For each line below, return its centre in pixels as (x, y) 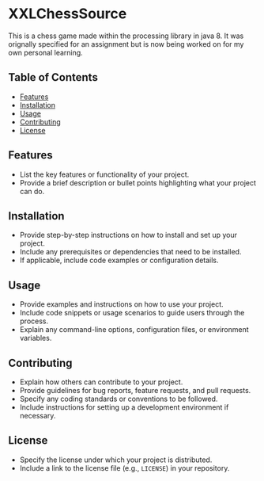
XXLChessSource (68, 14)
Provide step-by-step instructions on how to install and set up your (128, 235)
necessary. (38, 416)
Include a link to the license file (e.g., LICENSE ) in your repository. (124, 468)
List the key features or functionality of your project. (104, 174)
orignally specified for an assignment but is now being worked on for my (126, 44)
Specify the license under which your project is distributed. (116, 460)
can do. (32, 191)
